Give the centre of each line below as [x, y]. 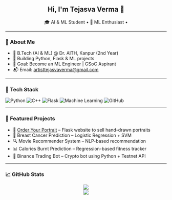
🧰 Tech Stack [22, 90]
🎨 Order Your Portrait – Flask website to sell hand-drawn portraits [82, 130]
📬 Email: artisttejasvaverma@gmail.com [56, 70]
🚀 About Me [20, 42]
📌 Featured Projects [30, 119]
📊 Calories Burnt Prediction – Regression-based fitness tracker [80, 148]
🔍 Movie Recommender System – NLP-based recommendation [79, 141]
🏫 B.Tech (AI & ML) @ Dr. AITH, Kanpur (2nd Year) [66, 53]
